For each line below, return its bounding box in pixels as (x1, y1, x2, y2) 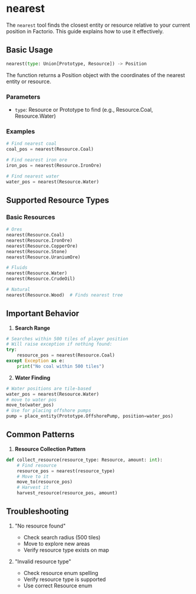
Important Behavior (6, 308, 79, 319)
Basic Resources (6, 213, 55, 221)
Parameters (6, 93, 40, 101)
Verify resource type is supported (23, 576, 106, 583)
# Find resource (17, 462, 57, 468)
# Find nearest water (6, 173, 60, 179)
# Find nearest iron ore (6, 157, 68, 163)
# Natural (6, 287, 31, 293)
